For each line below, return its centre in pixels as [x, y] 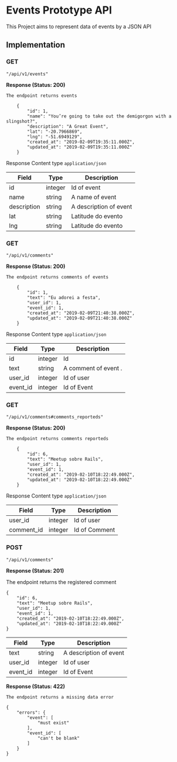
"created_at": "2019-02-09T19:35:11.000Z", [81, 142]
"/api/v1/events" [27, 74]
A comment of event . [93, 368]
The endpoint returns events [42, 95]
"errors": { [31, 712]
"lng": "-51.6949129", [55, 137]
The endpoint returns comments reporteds [57, 439]
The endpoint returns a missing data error [60, 697]
